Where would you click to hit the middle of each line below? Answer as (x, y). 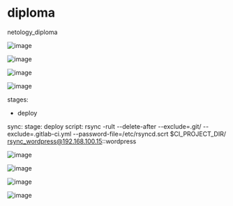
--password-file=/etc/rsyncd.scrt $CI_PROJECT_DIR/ (150, 134)
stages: (18, 100)
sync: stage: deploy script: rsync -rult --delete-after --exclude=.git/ (104, 126)
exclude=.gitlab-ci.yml (39, 134)
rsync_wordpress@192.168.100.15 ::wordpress (72, 141)
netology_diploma (32, 32)
